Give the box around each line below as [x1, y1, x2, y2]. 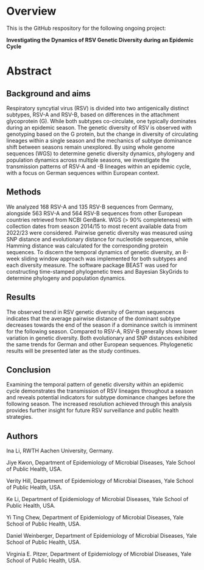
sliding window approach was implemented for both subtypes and [21, 255, 188, 262]
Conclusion [6, 365, 51, 375]
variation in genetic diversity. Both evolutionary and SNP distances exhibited [6, 334, 198, 341]
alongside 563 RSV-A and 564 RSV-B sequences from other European [6, 209, 183, 217]
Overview [6, 4, 57, 18]
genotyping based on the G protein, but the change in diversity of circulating [6, 130, 199, 138]
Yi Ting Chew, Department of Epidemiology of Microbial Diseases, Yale [6, 514, 184, 521]
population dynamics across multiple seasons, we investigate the [6, 156, 170, 163]
